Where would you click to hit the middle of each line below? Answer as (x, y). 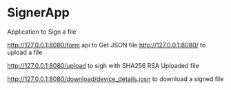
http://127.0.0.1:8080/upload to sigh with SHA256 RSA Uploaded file (103, 65)
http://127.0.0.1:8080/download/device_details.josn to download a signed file (115, 79)
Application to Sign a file (42, 32)
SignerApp (39, 13)
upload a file (25, 52)
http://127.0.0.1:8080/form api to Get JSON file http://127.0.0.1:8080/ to (107, 45)
